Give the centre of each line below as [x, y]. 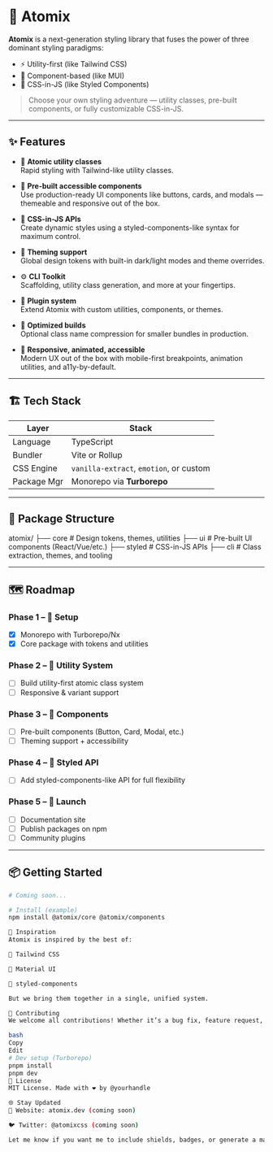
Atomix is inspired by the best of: [70, 940]
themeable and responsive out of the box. [90, 203]
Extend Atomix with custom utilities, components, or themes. [121, 309]
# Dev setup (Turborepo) [50, 1058]
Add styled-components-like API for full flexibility [102, 780]
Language [32, 441]
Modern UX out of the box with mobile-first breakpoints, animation [132, 358]
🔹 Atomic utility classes [61, 161]
